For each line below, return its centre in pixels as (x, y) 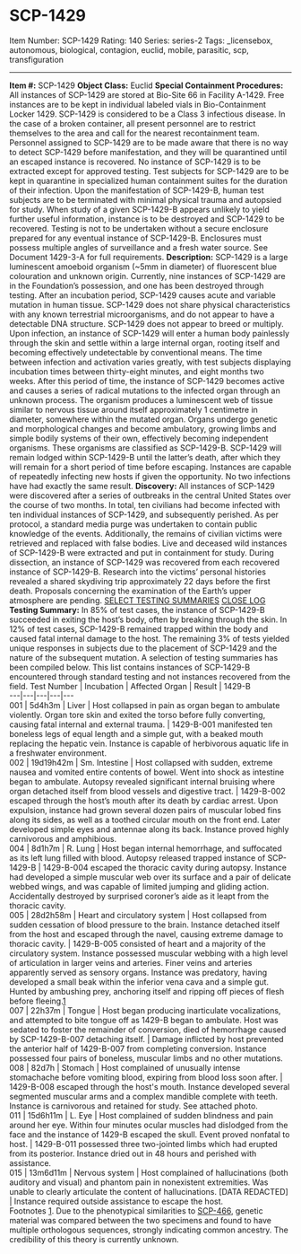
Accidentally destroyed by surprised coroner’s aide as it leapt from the (139, 896)
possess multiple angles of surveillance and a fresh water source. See (139, 247)
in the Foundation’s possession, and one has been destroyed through (137, 285)
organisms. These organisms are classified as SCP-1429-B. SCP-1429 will (146, 447)
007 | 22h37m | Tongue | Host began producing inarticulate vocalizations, (145, 1010)
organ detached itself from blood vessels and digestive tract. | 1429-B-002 (148, 791)
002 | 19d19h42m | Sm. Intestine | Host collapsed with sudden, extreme (141, 762)
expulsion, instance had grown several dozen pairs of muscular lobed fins (146, 810)
